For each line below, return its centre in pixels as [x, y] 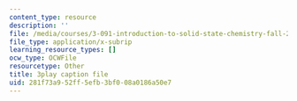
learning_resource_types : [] [63, 50]
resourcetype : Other [47, 67]
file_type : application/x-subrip [71, 42]
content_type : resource [53, 17]
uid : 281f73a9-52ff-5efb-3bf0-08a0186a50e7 [91, 83]
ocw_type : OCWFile [43, 58]
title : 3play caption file [59, 75]
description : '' [39, 25]
